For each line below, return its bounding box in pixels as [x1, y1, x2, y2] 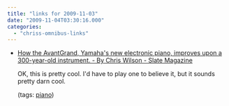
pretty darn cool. [17, 77, 66, 86]
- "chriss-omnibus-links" [13, 29, 89, 37]
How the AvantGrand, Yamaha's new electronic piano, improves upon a [17, 49, 222, 57]
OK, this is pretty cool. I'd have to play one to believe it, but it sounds [17, 70, 215, 78]
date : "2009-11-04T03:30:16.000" [7, 17, 105, 24]
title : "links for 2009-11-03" [7, 10, 98, 17]
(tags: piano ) [17, 91, 54, 99]
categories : [7, 23, 42, 30]
